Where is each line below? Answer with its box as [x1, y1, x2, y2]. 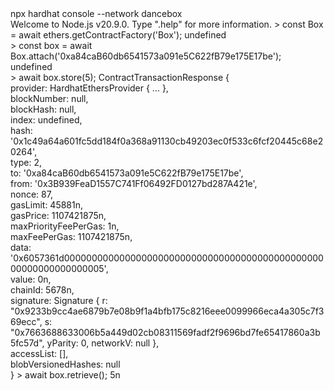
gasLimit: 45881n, [10, 199, 84, 211]
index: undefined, [10, 114, 83, 126]
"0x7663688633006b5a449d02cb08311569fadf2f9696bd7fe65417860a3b [10, 327, 321, 338]
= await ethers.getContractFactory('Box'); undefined [10, 29, 227, 41]
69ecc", [10, 316, 43, 327]
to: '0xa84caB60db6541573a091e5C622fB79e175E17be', [10, 167, 244, 179]
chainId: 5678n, [10, 284, 75, 296]
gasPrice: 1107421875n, [10, 210, 107, 221]
